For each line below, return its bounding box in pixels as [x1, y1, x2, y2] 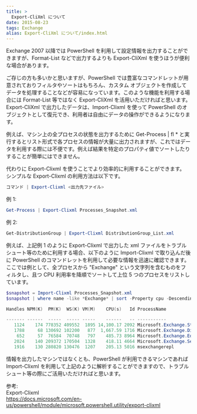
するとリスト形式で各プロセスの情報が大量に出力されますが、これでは [11, 138, 181, 145]
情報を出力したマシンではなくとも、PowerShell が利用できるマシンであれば [6, 355, 189, 362]
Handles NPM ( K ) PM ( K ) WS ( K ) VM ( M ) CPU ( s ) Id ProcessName [6, 306, 167, 312]
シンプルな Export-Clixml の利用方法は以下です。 [6, 172, 124, 179]
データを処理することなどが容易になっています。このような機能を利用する [6, 89, 185, 96]
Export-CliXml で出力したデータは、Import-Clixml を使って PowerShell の [6, 104, 182, 111]
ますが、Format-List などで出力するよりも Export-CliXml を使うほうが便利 [11, 55, 190, 62]
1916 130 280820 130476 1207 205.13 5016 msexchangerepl [13, 344, 175, 349]
